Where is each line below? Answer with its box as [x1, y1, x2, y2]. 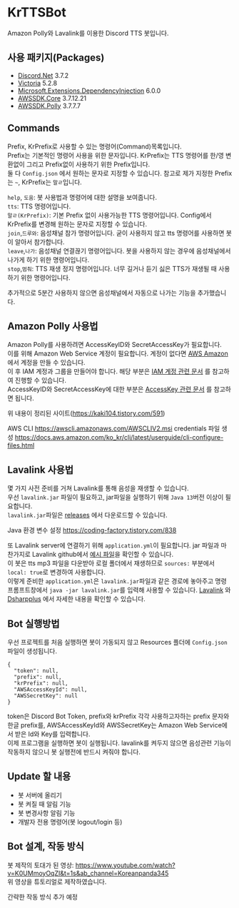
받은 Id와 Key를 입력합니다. [14, 730, 91, 738]
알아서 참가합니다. [14, 237, 65, 246]
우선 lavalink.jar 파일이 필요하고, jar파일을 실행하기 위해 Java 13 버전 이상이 [7, 493, 224, 502]
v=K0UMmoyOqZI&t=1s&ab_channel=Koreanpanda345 [7, 869, 169, 877]
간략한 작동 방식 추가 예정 [7, 892, 78, 901]
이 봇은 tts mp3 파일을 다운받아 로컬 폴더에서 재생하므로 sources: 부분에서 [7, 559, 215, 567]
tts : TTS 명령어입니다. [7, 201, 71, 211]
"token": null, [14, 667, 59, 675]
